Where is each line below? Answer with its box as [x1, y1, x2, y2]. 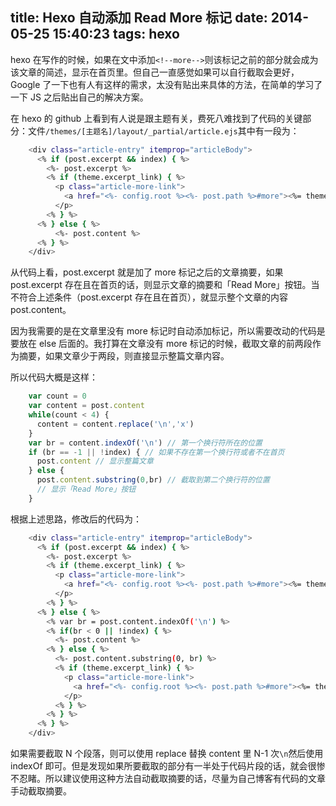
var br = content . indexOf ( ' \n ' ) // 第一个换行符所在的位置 [28, 438, 263, 448]
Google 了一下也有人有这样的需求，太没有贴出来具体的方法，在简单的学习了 [10, 78, 323, 90]
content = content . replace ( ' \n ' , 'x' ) [36, 419, 195, 429]
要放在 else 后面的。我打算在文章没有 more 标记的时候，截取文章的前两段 [10, 338, 313, 350]
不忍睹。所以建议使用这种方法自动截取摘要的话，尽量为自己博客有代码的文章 [10, 773, 326, 785]
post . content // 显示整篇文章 [36, 456, 154, 467]
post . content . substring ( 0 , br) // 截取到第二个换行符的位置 [36, 475, 270, 485]
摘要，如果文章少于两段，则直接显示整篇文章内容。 [18, 350, 230, 362]
